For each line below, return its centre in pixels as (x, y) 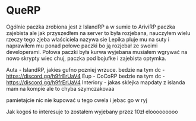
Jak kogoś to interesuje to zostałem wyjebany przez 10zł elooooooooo (92, 112)
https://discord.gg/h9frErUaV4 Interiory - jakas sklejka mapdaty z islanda (96, 82)
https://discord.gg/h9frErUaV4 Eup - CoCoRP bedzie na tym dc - (86, 76)
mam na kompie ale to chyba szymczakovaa (60, 88)
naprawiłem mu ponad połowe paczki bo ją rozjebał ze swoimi (82, 46)
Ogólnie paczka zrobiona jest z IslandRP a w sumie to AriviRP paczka (91, 27)
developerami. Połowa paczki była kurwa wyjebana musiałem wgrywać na (97, 52)
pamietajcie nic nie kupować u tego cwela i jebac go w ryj (77, 100)
